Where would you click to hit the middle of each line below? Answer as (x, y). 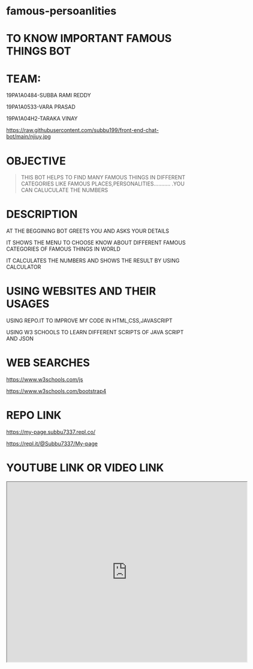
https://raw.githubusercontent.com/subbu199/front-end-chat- (82, 130)
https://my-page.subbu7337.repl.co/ (51, 432)
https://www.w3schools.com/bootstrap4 (56, 391)
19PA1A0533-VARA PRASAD (41, 107)
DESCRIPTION (42, 214)
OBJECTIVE (36, 161)
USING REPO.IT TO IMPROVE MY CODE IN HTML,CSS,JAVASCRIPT (89, 321)
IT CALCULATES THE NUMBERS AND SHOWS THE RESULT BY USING (93, 261)
